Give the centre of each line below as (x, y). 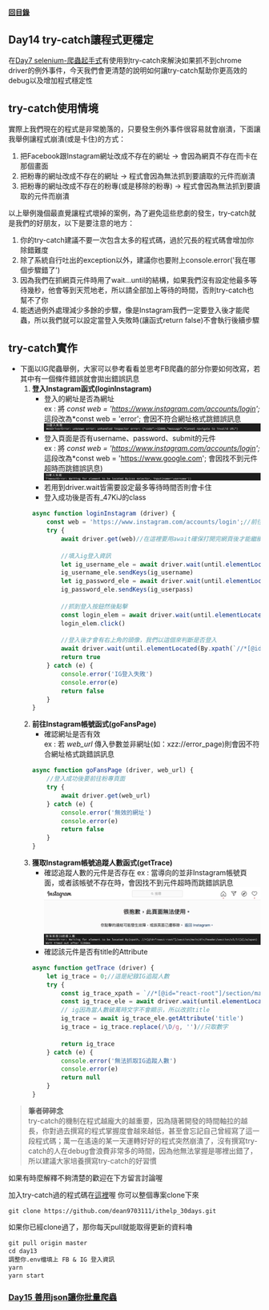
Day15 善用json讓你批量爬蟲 (63, 1297)
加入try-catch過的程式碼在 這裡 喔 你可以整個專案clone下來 (104, 1195)
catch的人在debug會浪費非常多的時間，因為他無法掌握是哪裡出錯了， (143, 1151)
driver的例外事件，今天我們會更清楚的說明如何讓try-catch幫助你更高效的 (128, 70)
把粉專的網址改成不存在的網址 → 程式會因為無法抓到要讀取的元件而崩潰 (138, 176)
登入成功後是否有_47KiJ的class (95, 497)
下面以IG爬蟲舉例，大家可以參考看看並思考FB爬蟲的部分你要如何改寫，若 (140, 369)
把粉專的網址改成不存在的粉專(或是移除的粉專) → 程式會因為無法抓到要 (137, 186)
